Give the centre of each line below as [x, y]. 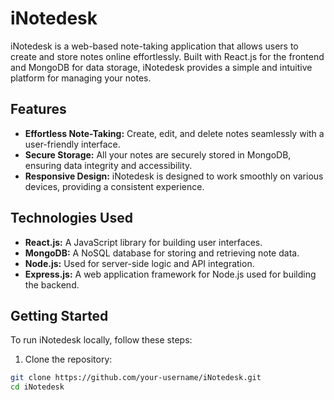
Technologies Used [71, 218]
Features [38, 109]
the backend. [52, 284]
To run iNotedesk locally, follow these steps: [101, 340]
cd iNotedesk [37, 387]
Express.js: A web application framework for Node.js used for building [170, 274]
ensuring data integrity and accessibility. [108, 165]
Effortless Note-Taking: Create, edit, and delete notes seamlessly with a [174, 133]
